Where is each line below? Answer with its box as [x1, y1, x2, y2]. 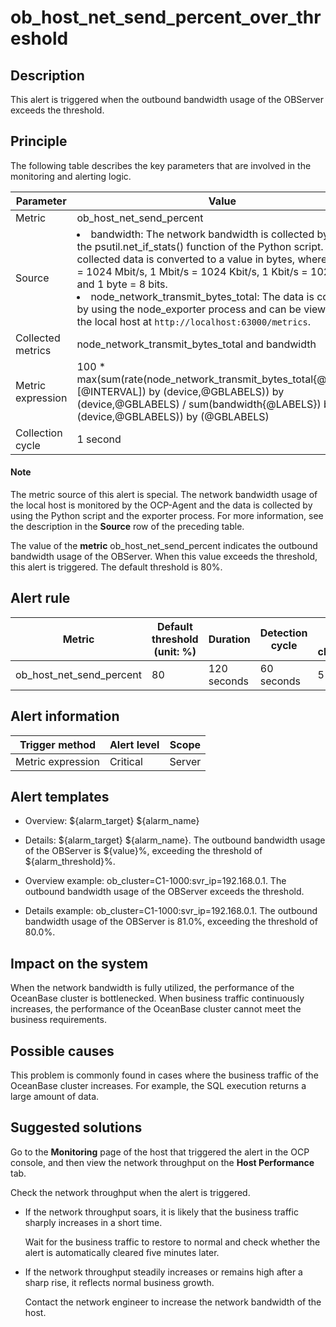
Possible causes [10, 1042, 115, 1060]
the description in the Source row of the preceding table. [10, 521, 245, 533]
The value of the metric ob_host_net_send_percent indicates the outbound [10, 540, 318, 552]
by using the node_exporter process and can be [76, 302, 302, 316]
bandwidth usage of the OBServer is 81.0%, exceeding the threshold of [24, 916, 318, 928]
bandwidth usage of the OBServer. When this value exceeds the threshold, [10, 551, 318, 563]
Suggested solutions [10, 1119, 143, 1136]
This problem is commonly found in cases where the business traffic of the [10, 1069, 319, 1081]
